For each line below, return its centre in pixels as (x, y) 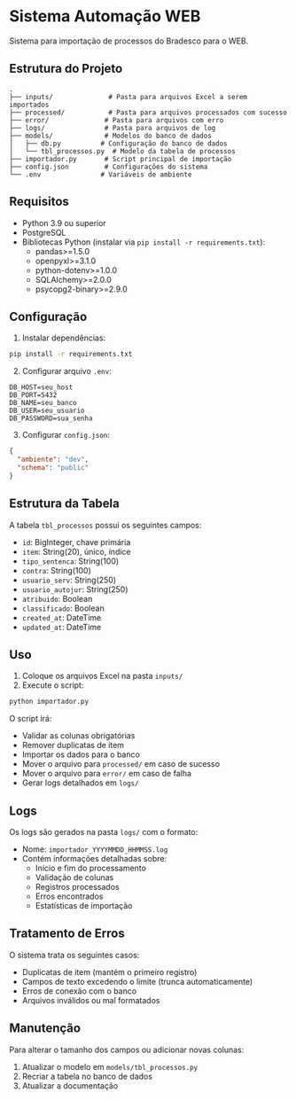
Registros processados (77, 887)
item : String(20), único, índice (76, 551)
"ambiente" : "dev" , (53, 460)
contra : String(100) (56, 570)
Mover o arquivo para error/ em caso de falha (107, 774)
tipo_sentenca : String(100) (70, 561)
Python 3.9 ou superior (64, 222)
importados (29, 105)
